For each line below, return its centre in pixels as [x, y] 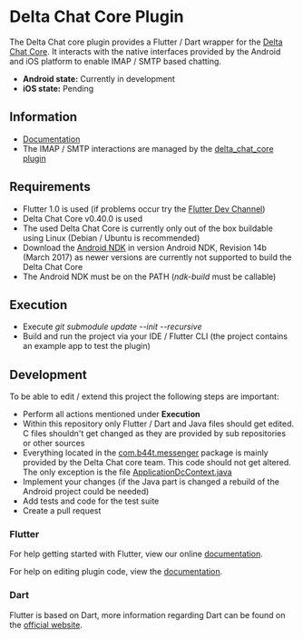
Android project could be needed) [86, 492]
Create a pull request [62, 511]
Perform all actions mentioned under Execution [111, 414]
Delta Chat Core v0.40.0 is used [83, 218]
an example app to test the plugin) [87, 346]
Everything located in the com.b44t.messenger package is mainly [146, 453]
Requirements [50, 187]
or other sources [54, 444]
